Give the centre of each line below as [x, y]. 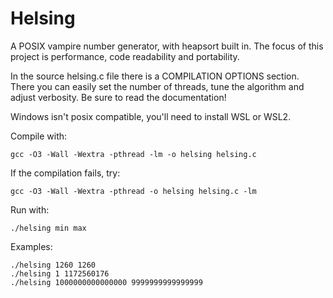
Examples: [31, 246]
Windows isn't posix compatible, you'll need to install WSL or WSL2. [151, 116]
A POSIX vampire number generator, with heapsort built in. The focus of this [167, 46]
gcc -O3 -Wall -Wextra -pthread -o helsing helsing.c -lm [133, 191]
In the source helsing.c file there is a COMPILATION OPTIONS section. [155, 76]
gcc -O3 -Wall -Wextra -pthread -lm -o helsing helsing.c [133, 154]
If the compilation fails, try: [65, 173]
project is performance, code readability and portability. [125, 56]
